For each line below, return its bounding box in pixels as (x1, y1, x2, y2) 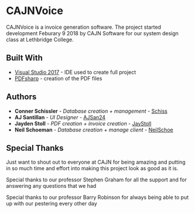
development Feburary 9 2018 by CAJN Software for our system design (6, 29, 179, 36)
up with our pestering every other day (6, 200, 98, 207)
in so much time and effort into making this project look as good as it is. (6, 165, 179, 172)
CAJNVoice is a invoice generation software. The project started (6, 23, 162, 31)
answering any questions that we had (6, 182, 97, 190)
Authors (6, 92, 37, 102)
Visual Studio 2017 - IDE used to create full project (14, 69, 136, 76)
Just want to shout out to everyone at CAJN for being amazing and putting (6, 158, 186, 165)
